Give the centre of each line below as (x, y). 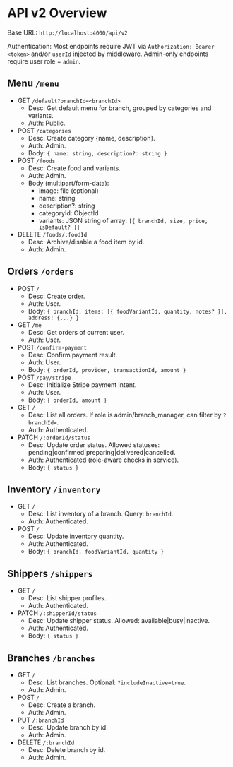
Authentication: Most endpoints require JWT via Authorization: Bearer (111, 46)
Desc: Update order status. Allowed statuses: (94, 445)
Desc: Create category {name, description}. (91, 138)
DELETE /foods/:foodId (52, 234)
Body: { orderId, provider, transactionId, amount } (107, 369)
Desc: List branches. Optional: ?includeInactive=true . (107, 682)
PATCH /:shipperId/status (57, 613)
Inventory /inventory (54, 489)
